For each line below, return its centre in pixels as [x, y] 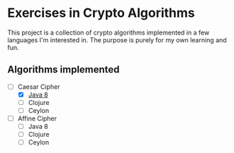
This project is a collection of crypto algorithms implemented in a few [108, 32]
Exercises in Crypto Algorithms [101, 13]
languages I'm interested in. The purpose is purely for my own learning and [117, 39]
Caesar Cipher [39, 87]
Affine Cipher [37, 118]
